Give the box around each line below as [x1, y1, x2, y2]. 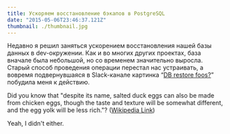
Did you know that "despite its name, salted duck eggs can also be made [7, 91, 215, 100]
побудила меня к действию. [7, 78, 90, 87]
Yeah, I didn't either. [7, 120, 64, 128]
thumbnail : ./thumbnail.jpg [7, 23, 88, 30]
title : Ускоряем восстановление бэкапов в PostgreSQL [7, 10, 166, 17]
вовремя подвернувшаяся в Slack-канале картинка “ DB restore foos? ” [7, 71, 214, 79]
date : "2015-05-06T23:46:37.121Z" [7, 16, 107, 23]
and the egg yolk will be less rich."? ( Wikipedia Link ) [7, 106, 155, 114]
